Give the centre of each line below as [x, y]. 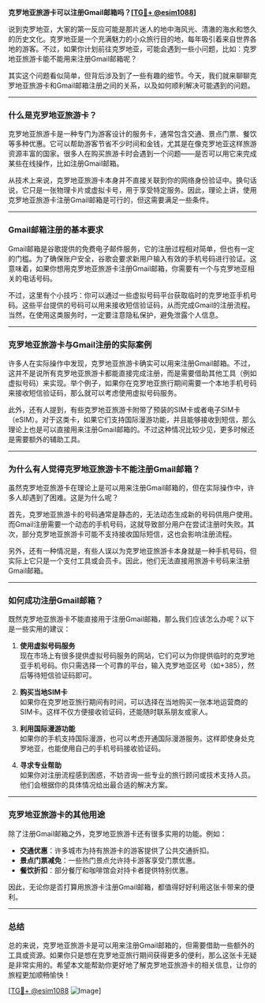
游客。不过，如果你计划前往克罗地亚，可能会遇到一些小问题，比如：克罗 [139, 49]
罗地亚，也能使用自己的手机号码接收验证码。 [92, 749]
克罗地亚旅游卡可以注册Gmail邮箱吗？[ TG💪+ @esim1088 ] [103, 12]
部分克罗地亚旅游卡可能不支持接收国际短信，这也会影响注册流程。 [129, 534]
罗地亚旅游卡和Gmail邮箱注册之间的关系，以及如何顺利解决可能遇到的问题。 [131, 85]
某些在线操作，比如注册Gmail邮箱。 [66, 163]
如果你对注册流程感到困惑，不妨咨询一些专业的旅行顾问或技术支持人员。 [137, 775]
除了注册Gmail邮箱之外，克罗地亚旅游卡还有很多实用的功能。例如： [118, 833]
